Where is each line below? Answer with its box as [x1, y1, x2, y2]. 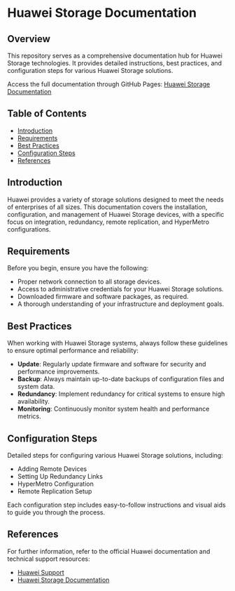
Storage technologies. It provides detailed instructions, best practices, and [7, 59, 222, 67]
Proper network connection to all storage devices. [17, 277, 162, 286]
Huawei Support [17, 568, 64, 576]
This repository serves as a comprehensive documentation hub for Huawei [7, 51, 222, 60]
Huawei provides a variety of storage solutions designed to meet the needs [7, 195, 224, 204]
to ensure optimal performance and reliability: [7, 346, 138, 355]
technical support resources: [7, 555, 90, 563]
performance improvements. [17, 367, 100, 376]
